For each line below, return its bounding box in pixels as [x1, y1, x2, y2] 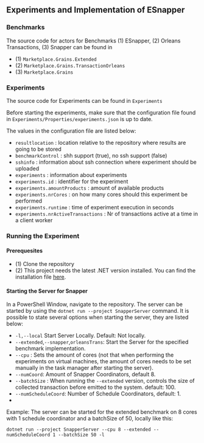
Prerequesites [6, 246, 43, 254]
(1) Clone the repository [15, 260, 75, 268]
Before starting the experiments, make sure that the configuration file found [6, 109, 196, 116]
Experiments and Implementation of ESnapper [6, 5, 185, 15]
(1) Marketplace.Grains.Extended [15, 55, 97, 63]
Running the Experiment [6, 231, 80, 240]
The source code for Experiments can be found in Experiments [6, 97, 163, 104]
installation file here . [15, 273, 66, 281]
